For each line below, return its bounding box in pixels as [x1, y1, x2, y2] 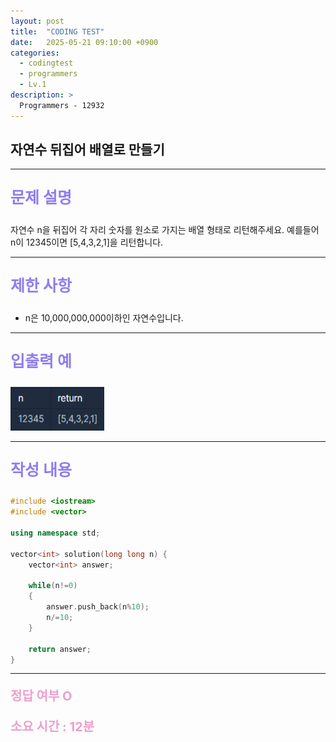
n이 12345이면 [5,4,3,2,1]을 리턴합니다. [10, 236, 164, 249]
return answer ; [28, 644, 92, 654]
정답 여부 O [10, 688, 73, 705]
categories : [10, 48, 60, 58]
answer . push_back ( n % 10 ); [46, 602, 150, 612]
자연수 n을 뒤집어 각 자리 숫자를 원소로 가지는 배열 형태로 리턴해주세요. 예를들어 [10, 224, 320, 236]
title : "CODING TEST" [10, 26, 105, 37]
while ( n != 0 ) [28, 581, 78, 591]
